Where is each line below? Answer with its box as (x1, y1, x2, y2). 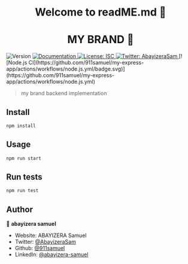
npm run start (6, 155, 42, 161)
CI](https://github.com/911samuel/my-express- (28, 59, 144, 66)
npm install (6, 123, 36, 129)
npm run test (6, 188, 39, 194)
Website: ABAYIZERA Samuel (14, 232, 87, 239)
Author (6, 204, 33, 214)
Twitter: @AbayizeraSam (14, 238, 76, 245)
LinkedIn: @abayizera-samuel (14, 251, 89, 258)
